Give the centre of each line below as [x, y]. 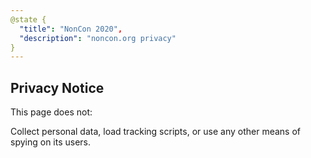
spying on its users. [51, 142]
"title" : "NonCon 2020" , [71, 29]
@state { [28, 19]
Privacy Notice [57, 87]
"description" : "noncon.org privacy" [98, 38]
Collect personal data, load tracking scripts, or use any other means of [156, 132]
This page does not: [51, 112]
